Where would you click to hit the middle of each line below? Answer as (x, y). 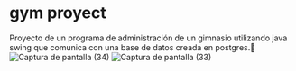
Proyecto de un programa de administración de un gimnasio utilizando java (148, 38)
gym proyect (58, 13)
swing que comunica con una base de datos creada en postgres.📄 (132, 47)
